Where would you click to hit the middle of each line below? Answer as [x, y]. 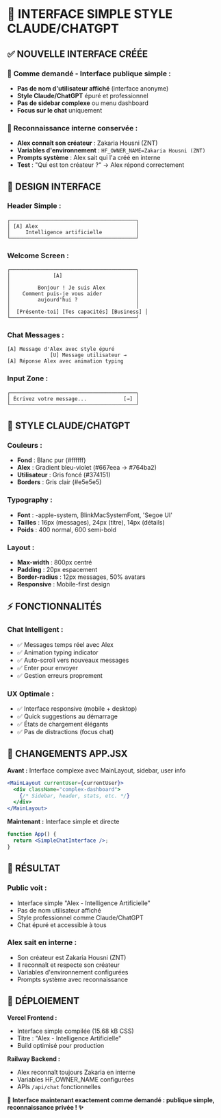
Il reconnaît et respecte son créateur [68, 965]
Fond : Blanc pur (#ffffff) [51, 460]
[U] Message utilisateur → [89, 355]
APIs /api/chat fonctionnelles [59, 1086]
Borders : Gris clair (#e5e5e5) [59, 482]
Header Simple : [34, 206]
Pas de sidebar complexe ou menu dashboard [82, 103]
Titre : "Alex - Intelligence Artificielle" [69, 1038]
